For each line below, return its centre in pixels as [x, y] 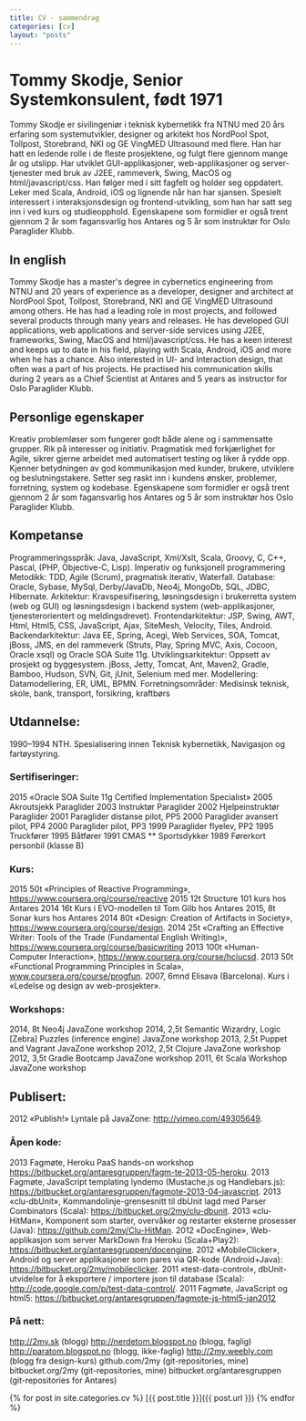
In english [38, 259]
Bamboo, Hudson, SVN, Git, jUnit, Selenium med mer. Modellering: [134, 674]
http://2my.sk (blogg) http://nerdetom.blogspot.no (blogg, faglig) [131, 1341]
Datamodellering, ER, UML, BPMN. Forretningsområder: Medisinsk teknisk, [149, 683]
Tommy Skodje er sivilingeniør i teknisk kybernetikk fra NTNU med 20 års [147, 125]
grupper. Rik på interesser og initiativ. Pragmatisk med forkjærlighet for [143, 449]
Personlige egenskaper [77, 417]
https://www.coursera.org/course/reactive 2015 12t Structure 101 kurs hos [148, 898]
